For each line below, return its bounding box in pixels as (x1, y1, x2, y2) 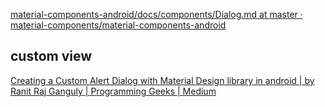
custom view (10, 48, 93, 65)
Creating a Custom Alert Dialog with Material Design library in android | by (10, 74, 315, 86)
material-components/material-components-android (10, 19, 227, 31)
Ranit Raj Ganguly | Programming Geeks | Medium (10, 85, 217, 97)
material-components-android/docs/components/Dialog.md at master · (10, 9, 303, 20)
